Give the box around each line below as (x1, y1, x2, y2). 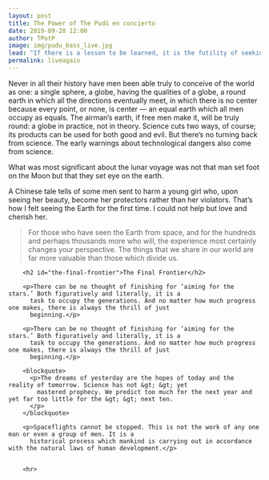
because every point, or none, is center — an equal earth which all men (8, 104, 244, 113)
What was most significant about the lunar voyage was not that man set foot (8, 162, 260, 172)
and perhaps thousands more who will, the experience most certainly (27, 236, 257, 246)
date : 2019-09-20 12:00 (8, 26, 88, 35)
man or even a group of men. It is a (8, 430, 134, 438)
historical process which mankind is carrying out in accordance (29, 437, 252, 445)
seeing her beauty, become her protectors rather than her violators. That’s (8, 194, 253, 205)
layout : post (8, 11, 52, 20)
